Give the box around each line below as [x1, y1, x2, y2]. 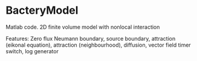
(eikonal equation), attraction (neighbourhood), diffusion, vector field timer [5, 41, 191, 48]
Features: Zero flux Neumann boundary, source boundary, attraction [5, 35, 176, 42]
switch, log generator [5, 47, 59, 54]
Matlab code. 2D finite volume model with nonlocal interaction [5, 23, 160, 30]
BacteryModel [5, 4, 79, 17]
